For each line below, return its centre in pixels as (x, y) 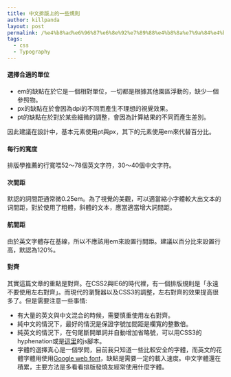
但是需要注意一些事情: (56, 301)
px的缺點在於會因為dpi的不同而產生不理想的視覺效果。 (94, 109)
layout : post (26, 26)
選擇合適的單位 (28, 75)
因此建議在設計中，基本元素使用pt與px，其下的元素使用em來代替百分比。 (111, 132)
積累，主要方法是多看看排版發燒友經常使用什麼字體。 (92, 367)
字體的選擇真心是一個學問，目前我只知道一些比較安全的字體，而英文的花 (119, 349)
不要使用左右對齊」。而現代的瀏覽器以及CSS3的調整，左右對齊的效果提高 (110, 292)
